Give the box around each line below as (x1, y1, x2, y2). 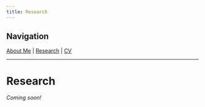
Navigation (6, 31, 49, 42)
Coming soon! (6, 94, 41, 102)
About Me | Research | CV (6, 47, 72, 54)
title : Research (6, 8, 48, 15)
